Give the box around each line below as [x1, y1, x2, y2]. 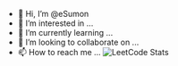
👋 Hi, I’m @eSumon [17, 9, 89, 19]
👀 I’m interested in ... [17, 18, 94, 29]
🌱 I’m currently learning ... [17, 28, 114, 37]
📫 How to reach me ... [17, 47, 101, 57]
